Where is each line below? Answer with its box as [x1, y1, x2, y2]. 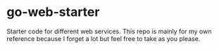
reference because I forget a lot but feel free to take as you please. [6, 34, 201, 42]
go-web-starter [6, 4, 100, 20]
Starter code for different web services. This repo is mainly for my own [6, 27, 212, 35]
